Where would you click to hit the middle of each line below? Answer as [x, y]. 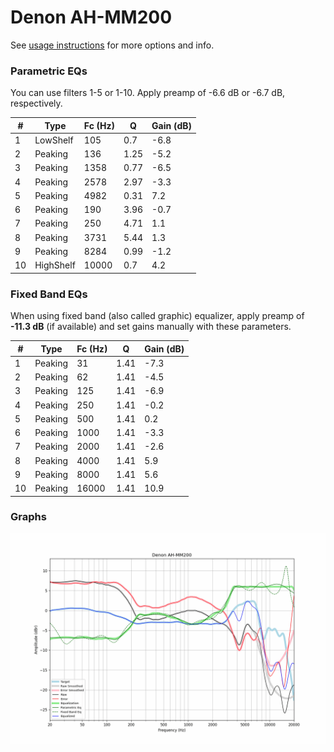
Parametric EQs [49, 71]
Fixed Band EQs [49, 294]
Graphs [28, 517]
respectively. [36, 103]
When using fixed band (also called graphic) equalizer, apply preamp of [157, 316]
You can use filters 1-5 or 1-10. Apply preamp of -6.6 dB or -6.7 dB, [148, 93]
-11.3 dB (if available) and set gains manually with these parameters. [151, 327]
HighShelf [55, 265]
